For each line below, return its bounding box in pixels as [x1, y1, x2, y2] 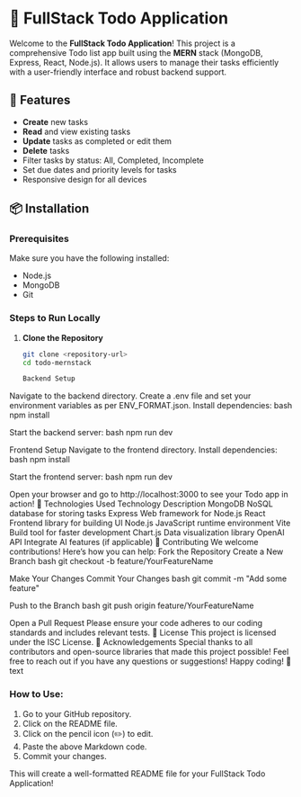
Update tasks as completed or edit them [22, 135, 173, 147]
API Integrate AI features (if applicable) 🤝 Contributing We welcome [9, 537, 259, 548]
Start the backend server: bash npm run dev [9, 427, 173, 438]
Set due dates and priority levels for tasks [22, 164, 177, 175]
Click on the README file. [22, 718, 119, 729]
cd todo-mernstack [22, 358, 92, 367]
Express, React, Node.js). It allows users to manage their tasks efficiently [9, 57, 279, 67]
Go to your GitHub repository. [22, 708, 132, 719]
